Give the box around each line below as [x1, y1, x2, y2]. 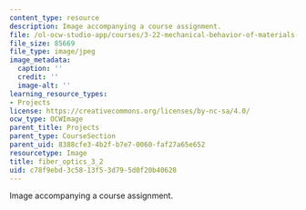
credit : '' [17, 73, 59, 82]
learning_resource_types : [9, 89, 107, 98]
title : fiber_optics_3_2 [9, 156, 104, 166]
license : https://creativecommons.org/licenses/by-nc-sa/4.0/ [9, 106, 250, 115]
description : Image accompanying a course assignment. [9, 22, 222, 31]
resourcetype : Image [9, 148, 88, 157]
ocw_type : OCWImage [9, 115, 84, 124]
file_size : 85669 [9, 38, 76, 48]
